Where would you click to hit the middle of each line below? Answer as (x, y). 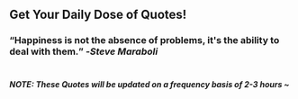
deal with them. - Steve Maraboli (84, 51)
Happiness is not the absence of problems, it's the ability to (147, 40)
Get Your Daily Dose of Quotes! (98, 15)
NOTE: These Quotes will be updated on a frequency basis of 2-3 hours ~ (149, 84)
